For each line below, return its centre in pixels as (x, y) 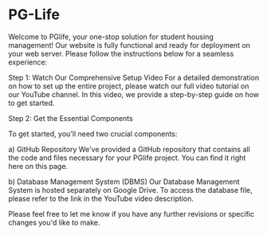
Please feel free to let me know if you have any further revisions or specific (132, 213)
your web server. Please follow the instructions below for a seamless (121, 53)
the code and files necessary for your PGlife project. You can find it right (127, 158)
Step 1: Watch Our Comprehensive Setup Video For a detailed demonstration (134, 77)
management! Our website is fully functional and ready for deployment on (130, 45)
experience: (28, 62)
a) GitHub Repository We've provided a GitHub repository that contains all (130, 149)
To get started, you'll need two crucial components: (93, 134)
